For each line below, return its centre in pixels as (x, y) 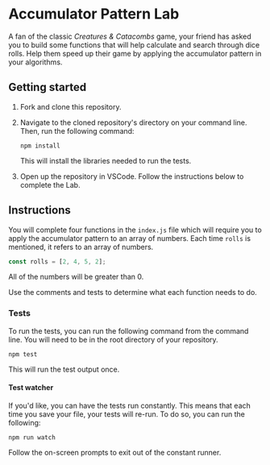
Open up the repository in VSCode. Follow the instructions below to (132, 176)
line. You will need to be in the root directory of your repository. (114, 339)
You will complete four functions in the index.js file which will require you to (135, 230)
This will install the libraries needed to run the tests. (106, 160)
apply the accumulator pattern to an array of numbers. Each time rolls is (130, 238)
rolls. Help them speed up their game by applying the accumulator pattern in (135, 53)
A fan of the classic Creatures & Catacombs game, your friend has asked (130, 36)
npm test (23, 354)
